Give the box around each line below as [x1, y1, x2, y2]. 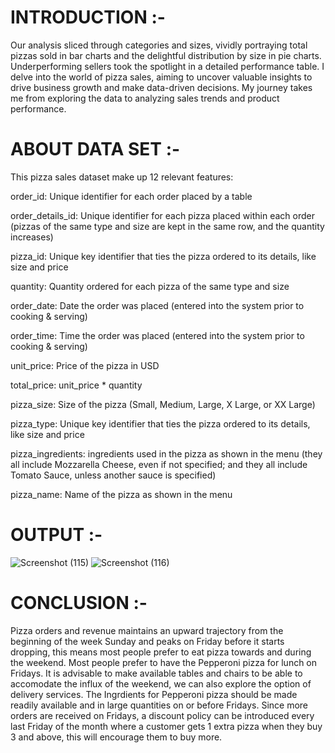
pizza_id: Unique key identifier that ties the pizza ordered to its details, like [10, 250, 317, 262]
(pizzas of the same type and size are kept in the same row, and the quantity [10, 220, 325, 232]
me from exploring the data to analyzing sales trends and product [10, 92, 280, 104]
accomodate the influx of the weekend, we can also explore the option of [10, 677, 312, 690]
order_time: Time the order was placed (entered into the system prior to [10, 329, 305, 341]
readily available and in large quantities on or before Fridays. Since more [10, 699, 309, 711]
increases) [10, 231, 54, 243]
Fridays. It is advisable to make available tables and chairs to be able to [10, 667, 303, 679]
